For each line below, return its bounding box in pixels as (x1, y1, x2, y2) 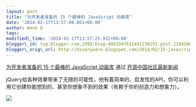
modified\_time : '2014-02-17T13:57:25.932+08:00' (6, 36, 129, 42)
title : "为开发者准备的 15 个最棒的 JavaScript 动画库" (6, 14, 132, 20)
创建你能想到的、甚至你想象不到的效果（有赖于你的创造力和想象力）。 (16, 83, 183, 90)
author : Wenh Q (6, 25, 43, 31)
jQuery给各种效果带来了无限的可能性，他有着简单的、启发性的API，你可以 (6, 75, 184, 82)
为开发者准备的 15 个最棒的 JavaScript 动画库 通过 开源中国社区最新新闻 (6, 63, 178, 70)
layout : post (6, 8, 38, 15)
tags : (6, 30, 19, 36)
